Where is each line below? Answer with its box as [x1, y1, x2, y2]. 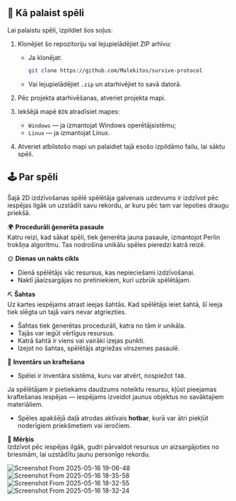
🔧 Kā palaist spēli [7, 7, 85, 19]
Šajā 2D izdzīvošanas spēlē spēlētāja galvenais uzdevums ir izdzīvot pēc [7, 193, 219, 202]
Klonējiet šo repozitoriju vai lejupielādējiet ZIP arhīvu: [17, 40, 172, 48]
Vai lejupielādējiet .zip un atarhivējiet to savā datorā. [28, 79, 182, 88]
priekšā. [7, 208, 31, 217]
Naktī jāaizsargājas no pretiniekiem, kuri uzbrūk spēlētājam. [17, 275, 191, 284]
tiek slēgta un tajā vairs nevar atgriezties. [7, 307, 127, 316]
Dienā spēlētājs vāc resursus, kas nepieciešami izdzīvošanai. [17, 268, 196, 277]
